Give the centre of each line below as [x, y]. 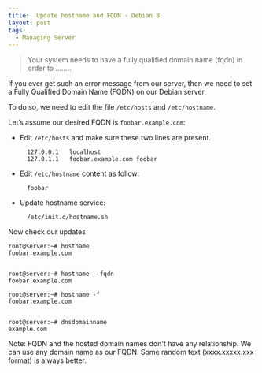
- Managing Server [46, 37]
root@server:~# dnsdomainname [58, 323]
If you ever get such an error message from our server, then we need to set [130, 84]
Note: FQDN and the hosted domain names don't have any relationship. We [130, 344]
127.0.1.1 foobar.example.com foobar [92, 159]
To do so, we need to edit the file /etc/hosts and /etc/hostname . [112, 107]
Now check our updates [47, 232]
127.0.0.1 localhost [64, 152]
